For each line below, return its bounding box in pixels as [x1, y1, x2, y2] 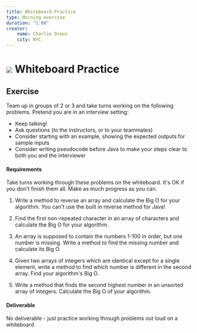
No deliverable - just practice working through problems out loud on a [6, 315, 178, 322]
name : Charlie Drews [17, 31, 68, 37]
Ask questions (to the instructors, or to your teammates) [14, 126, 153, 134]
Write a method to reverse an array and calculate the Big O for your [14, 197, 180, 204]
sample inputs [14, 139, 50, 146]
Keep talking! [14, 120, 48, 127]
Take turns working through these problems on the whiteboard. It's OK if [6, 179, 184, 186]
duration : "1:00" [6, 20, 50, 26]
